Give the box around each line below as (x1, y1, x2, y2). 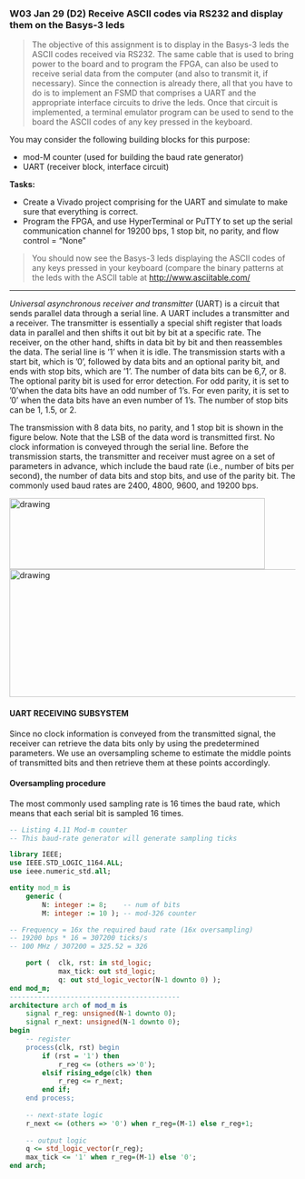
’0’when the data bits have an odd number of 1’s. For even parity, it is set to (9, 385, 290, 396)
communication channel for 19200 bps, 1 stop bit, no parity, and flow (22, 225, 280, 236)
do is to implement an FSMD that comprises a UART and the (31, 87, 257, 98)
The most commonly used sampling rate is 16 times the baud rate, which (9, 798, 280, 809)
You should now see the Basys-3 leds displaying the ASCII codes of (31, 253, 286, 264)
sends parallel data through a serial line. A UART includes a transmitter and (9, 308, 290, 319)
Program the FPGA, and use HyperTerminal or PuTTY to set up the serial (22, 216, 293, 227)
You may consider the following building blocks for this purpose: (9, 135, 251, 145)
